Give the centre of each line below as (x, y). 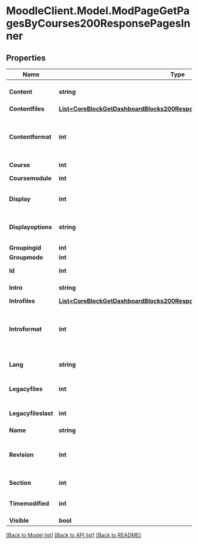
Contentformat (30, 137)
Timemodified (29, 503)
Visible (19, 520)
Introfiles (22, 301)
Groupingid (25, 248)
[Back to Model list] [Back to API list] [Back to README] (74, 535)
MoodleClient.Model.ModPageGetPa (98, 11)
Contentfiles (27, 109)
